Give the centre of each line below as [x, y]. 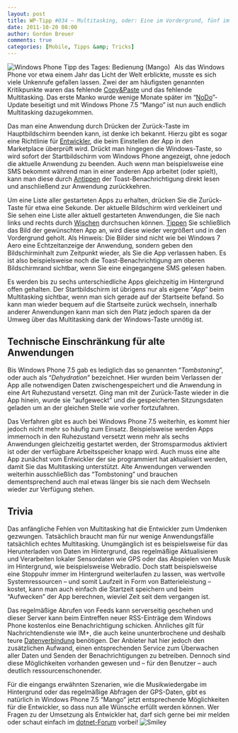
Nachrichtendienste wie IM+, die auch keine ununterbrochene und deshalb [117, 633]
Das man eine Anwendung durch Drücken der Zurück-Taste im [98, 126]
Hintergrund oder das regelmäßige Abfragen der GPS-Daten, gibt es [107, 692]
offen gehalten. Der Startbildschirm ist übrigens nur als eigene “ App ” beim [116, 289]
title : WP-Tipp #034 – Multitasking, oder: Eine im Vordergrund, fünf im [119, 21]
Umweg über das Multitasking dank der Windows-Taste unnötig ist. [106, 319]
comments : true [30, 40]
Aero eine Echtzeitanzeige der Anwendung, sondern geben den [100, 245]
